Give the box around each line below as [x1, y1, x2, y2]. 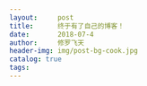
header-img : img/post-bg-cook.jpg [9, 47, 139, 56]
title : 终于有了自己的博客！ [9, 21, 125, 30]
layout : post [9, 13, 74, 22]
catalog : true [9, 55, 63, 64]
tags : [9, 64, 30, 73]
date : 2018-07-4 [9, 30, 94, 39]
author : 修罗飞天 [9, 38, 85, 47]
